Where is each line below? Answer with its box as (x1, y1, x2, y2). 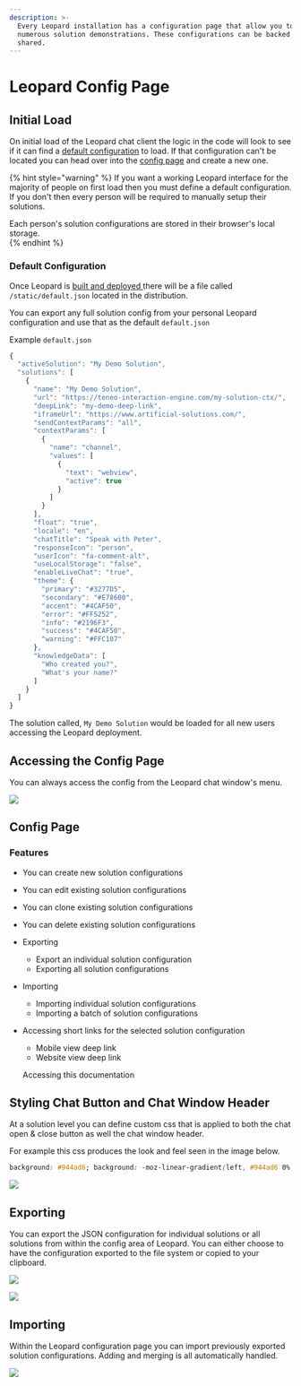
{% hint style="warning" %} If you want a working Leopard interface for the (9, 172, 288, 184)
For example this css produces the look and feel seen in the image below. (9, 1146, 280, 1156)
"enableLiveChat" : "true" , (32, 568, 134, 577)
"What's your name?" (41, 668, 118, 677)
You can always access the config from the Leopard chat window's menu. (9, 776, 283, 787)
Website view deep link (35, 1052, 122, 1062)
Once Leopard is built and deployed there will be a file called (9, 280, 233, 291)
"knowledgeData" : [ (32, 652, 106, 661)
